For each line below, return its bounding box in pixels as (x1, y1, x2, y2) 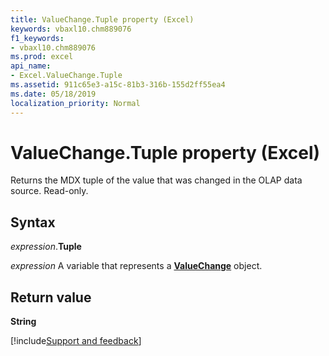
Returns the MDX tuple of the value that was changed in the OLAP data (10, 174, 303, 186)
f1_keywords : (10, 33, 65, 43)
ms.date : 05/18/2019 (10, 89, 97, 99)
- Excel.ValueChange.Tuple (10, 71, 123, 81)
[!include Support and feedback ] (10, 335, 142, 347)
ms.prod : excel (10, 52, 74, 62)
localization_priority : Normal (10, 98, 141, 108)
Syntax (10, 214, 56, 231)
